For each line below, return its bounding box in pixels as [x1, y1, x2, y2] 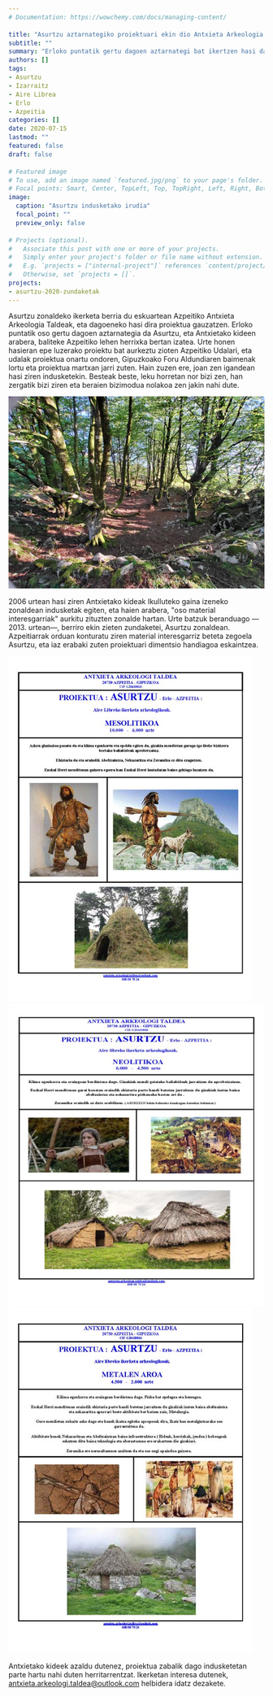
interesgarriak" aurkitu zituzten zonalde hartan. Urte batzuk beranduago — [8, 614, 260, 624]
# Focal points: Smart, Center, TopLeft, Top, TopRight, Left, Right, [8, 185, 253, 193]
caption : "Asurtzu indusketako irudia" [15, 202, 151, 211]
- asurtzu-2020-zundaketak [8, 287, 100, 296]
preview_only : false [15, 219, 85, 227]
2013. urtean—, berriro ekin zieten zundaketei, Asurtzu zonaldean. [8, 622, 230, 632]
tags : [8, 65, 27, 73]
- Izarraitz [8, 81, 49, 89]
